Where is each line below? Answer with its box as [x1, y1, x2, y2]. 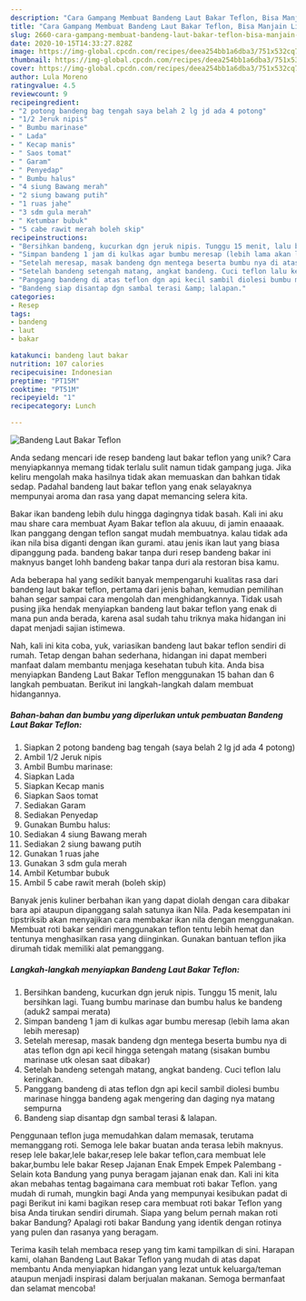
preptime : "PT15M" [10, 376, 80, 385]
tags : [10, 309, 31, 318]
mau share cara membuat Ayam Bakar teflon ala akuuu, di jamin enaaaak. [10, 518, 285, 528]
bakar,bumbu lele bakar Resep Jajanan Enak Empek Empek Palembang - [10, 1158, 282, 1169]
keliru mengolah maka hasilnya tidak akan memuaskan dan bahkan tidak [10, 472, 281, 482]
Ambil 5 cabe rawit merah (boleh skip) [23, 876, 167, 887]
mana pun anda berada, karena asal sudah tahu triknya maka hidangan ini [10, 613, 287, 624]
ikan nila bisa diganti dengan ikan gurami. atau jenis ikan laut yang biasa [10, 537, 281, 548]
